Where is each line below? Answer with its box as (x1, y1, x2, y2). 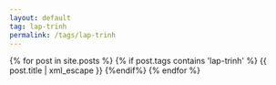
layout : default (9, 13, 71, 23)
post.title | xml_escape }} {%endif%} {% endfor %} (9, 65, 201, 76)
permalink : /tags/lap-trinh (9, 30, 117, 39)
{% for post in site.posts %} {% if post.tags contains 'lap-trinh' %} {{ (9, 56, 267, 67)
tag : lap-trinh (9, 22, 67, 31)
